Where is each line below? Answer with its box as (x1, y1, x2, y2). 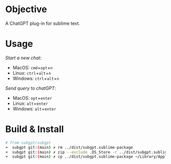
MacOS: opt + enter (12, 95, 52, 101)
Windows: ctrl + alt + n (12, 75, 60, 81)
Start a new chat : (5, 55, 42, 61)
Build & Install (5, 124, 64, 135)
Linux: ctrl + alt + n (12, 70, 51, 76)
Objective (5, 4, 47, 15)
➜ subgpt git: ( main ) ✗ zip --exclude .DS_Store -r (5, 149, 117, 155)
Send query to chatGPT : (5, 85, 56, 91)
